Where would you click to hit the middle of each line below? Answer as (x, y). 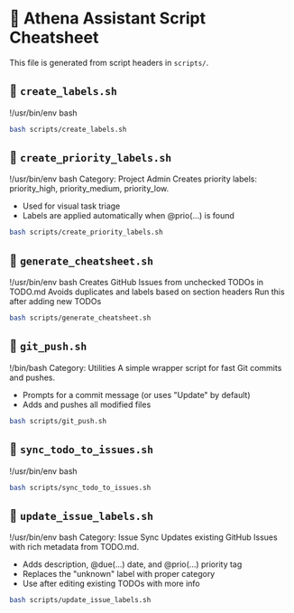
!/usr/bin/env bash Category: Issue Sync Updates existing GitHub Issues (143, 537)
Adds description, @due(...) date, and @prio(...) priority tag (132, 564)
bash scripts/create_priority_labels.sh (87, 232)
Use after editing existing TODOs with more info (111, 584)
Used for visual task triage (71, 206)
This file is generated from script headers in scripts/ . (109, 62)
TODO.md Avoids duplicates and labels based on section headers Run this (147, 292)
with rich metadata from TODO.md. (74, 547)
